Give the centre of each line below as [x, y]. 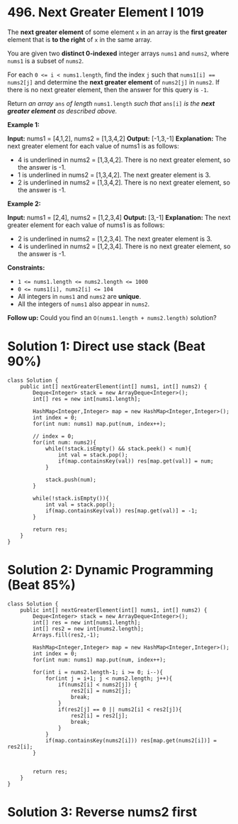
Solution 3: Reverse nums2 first [102, 812]
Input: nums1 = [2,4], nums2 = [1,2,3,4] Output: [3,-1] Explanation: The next [119, 217]
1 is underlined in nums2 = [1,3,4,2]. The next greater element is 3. [114, 175]
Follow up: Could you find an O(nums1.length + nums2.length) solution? [112, 317]
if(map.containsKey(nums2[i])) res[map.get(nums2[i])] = [131, 740]
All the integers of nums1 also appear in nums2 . [84, 304]
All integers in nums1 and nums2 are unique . [79, 296]
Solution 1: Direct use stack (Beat [106, 347]
